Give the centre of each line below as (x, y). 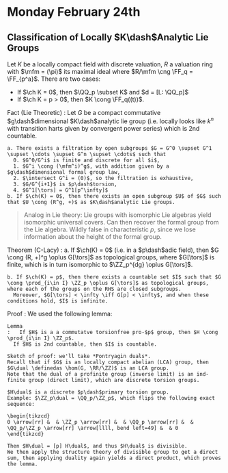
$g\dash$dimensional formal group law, (64, 172)
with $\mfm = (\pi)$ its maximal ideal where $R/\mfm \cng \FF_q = (100, 72)
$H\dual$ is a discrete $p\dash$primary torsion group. (88, 392)
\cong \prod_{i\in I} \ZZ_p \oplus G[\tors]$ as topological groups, (108, 283)
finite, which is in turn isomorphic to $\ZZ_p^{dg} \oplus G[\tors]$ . (100, 264)
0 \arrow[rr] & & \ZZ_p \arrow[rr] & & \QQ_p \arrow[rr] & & (100, 422)
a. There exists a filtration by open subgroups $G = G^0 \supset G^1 (110, 148)
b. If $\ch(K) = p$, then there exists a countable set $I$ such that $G (114, 277)
